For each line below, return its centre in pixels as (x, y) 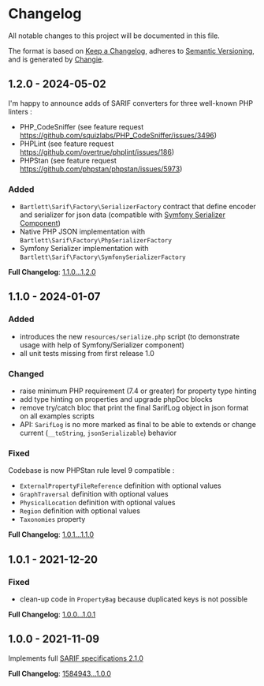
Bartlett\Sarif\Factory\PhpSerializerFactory (95, 241)
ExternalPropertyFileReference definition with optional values (121, 485)
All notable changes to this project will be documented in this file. (114, 36)
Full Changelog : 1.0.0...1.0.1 (52, 615)
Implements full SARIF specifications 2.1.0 (76, 658)
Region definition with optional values (80, 511)
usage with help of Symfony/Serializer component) (102, 345)
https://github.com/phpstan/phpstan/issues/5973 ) (101, 169)
